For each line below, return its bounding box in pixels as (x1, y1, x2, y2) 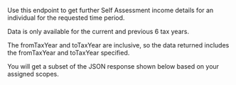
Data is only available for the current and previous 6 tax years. (7, 28, 190, 35)
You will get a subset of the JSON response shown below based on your (7, 62, 219, 70)
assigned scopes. (7, 70, 59, 78)
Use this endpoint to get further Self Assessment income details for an (7, 6, 214, 14)
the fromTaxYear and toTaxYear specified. (7, 49, 130, 57)
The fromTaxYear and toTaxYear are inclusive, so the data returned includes (7, 41, 230, 49)
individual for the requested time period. (7, 13, 125, 22)
